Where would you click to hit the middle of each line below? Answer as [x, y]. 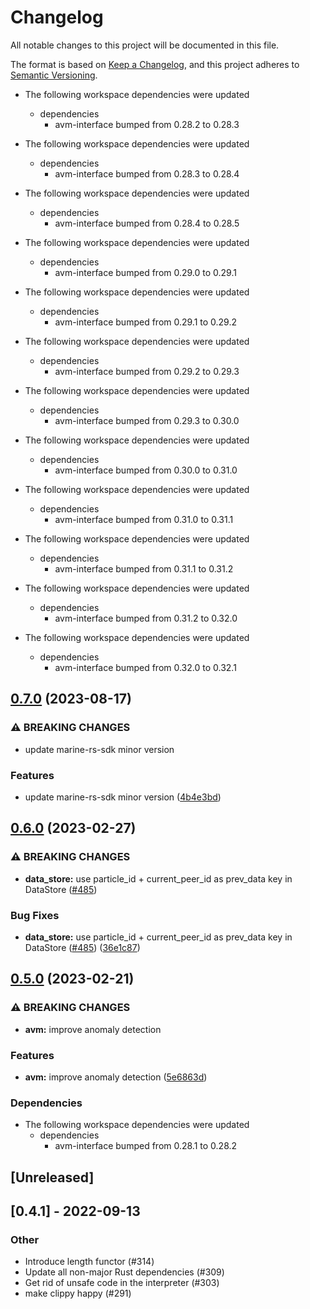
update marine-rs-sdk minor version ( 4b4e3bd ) [123, 797]
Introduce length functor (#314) [89, 1262]
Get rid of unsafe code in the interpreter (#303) [122, 1283]
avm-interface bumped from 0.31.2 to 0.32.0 [146, 618]
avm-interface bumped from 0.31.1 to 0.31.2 [144, 568]
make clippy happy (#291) [78, 1293]
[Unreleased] [52, 1177]
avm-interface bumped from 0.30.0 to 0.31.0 [146, 470]
